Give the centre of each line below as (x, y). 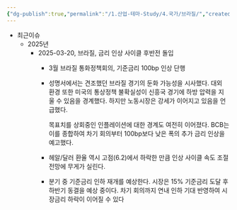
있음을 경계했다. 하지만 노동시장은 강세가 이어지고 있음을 (141, 101)
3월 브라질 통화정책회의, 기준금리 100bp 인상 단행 (117, 67)
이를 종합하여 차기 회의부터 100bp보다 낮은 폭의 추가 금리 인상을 (137, 133)
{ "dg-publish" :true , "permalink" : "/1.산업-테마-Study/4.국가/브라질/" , (106, 14)
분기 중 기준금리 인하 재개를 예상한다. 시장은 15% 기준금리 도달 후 (139, 181)
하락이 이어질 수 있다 (96, 199)
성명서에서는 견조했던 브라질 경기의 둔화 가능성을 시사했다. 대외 (135, 83)
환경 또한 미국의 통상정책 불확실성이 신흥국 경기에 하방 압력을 (133, 92)
